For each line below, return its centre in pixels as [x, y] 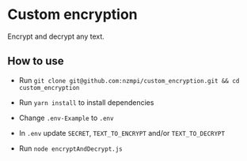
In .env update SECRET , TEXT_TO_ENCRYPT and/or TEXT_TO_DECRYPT [122, 133]
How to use [36, 61]
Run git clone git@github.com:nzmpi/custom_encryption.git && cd [129, 80]
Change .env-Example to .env [66, 118]
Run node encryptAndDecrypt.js [71, 148]
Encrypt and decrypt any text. [56, 36]
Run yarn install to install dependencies [86, 102]
